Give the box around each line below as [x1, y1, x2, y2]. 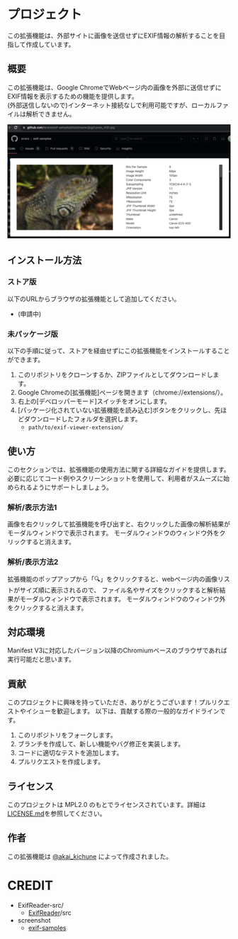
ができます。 [7, 355, 45, 364]
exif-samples [28, 923, 67, 932]
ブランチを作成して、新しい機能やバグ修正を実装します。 [17, 740, 185, 748]
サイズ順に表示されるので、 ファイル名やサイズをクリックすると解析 [19, 586, 220, 594]
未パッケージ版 [7, 329, 59, 339]
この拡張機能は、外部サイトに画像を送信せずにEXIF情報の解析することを [7, 31, 220, 40]
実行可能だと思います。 [7, 655, 76, 664]
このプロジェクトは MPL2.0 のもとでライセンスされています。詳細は [7, 800, 206, 809]
